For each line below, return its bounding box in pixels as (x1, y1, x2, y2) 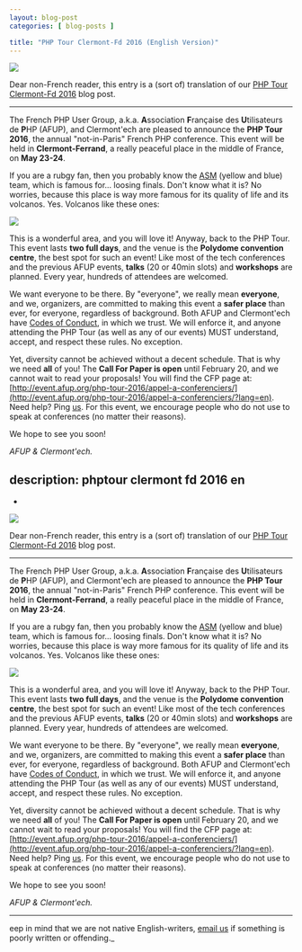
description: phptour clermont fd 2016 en (9, 472, 245, 487)
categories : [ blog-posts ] (9, 22, 115, 31)
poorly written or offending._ (9, 932, 115, 944)
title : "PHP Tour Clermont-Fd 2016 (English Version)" (9, 38, 219, 47)
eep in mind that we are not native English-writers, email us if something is (9, 923, 286, 934)
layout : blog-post (9, 13, 78, 22)
